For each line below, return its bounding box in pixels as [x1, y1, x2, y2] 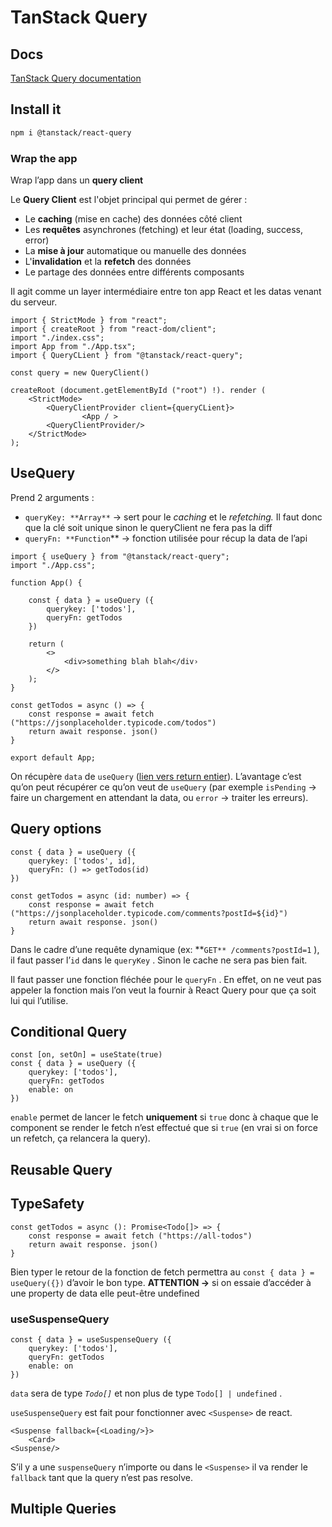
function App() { [10, 577, 83, 588]
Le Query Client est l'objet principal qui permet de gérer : [10, 193, 248, 205]
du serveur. [10, 296, 58, 308]
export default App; [10, 752, 97, 763]
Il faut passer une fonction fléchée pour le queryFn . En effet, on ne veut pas [10, 973, 322, 985]
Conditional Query [10, 1024, 128, 1040]
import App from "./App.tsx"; [10, 341, 137, 351]
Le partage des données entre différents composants [24, 266, 245, 278]
